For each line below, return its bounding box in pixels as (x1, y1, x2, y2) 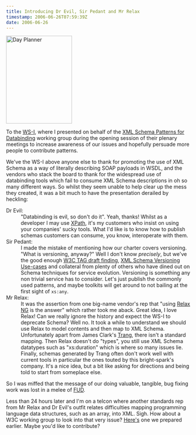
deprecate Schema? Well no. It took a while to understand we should (20, 319, 186, 326)
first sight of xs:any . (20, 288, 69, 295)
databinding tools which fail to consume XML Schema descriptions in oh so (6, 177, 188, 184)
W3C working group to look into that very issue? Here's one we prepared (6, 416, 183, 423)
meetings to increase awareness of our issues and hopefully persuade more (6, 141, 190, 148)
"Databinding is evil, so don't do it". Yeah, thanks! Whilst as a (20, 213, 167, 220)
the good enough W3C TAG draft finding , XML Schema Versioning (20, 257, 180, 264)
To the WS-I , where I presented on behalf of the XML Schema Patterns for (6, 128, 185, 135)
